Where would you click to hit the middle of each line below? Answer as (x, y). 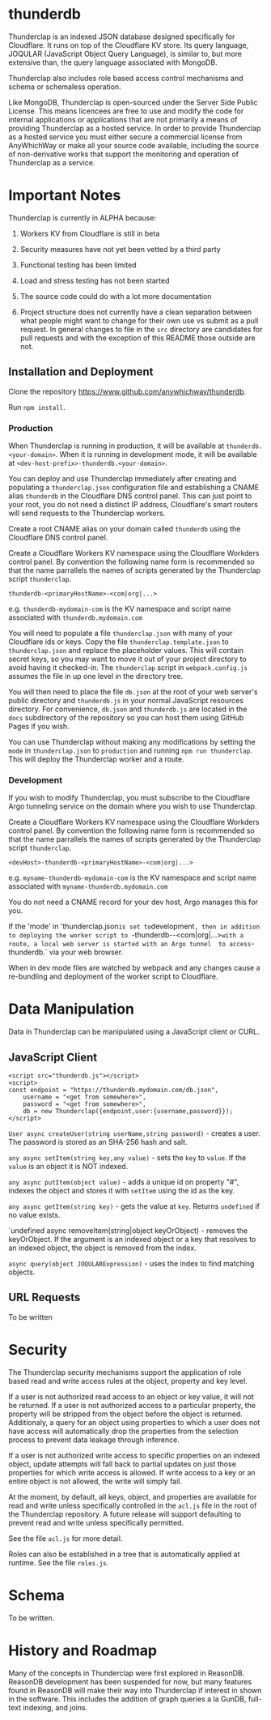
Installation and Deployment (81, 372)
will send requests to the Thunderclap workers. (87, 513)
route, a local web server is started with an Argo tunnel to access (130, 945)
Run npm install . (37, 407)
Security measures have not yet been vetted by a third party (120, 249)
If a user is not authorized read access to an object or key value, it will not (131, 1396)
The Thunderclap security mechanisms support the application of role (125, 1372)
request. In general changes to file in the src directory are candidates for (141, 329)
